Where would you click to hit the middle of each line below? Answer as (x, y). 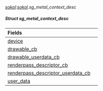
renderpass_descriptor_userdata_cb (49, 73)
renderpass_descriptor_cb (38, 65)
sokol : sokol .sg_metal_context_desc (41, 7)
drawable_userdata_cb (34, 57)
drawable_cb (23, 49)
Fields (15, 32)
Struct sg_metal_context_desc (37, 18)
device (15, 41)
